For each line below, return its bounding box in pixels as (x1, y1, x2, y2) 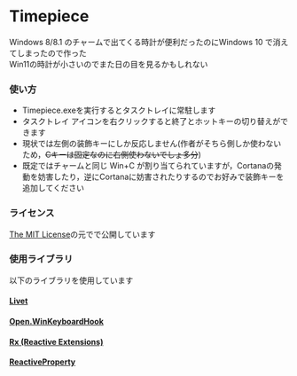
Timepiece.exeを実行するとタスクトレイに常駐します (21, 105, 216, 116)
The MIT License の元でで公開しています (9, 229, 156, 239)
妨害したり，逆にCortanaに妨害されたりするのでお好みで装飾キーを (37, 171, 285, 183)
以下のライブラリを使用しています (9, 275, 134, 286)
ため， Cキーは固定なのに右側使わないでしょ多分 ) (21, 149, 202, 161)
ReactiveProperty (9, 356, 76, 367)
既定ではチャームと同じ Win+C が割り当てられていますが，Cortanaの (21, 161, 275, 171)
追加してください (21, 183, 84, 193)
